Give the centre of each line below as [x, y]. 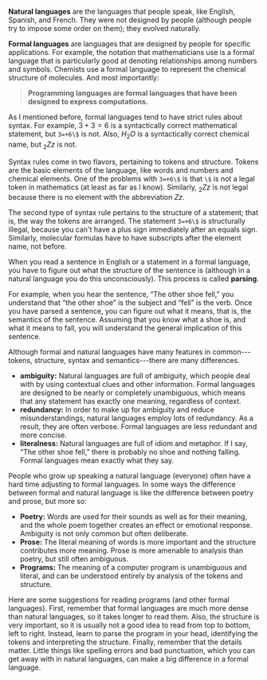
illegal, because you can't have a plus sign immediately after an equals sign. [133, 229]
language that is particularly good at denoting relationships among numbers [133, 61]
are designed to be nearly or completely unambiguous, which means [132, 393]
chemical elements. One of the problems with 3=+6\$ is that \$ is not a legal [132, 178]
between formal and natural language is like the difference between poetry [131, 493]
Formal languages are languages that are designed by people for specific [130, 44]
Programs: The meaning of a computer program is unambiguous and [133, 568]
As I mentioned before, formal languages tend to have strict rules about [126, 117]
